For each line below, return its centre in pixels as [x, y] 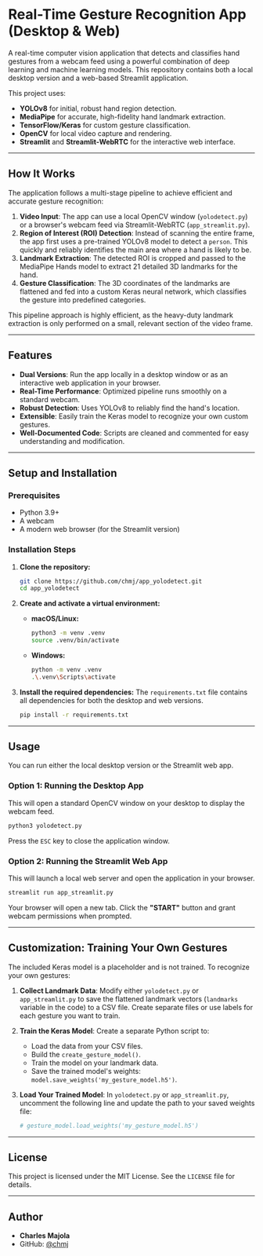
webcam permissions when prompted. [70, 916]
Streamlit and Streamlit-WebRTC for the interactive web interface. [128, 141]
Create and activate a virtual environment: [90, 603]
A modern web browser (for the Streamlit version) [99, 529]
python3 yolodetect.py [45, 826]
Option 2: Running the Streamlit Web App [88, 861]
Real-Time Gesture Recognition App [127, 15]
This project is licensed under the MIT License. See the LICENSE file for [121, 1177]
